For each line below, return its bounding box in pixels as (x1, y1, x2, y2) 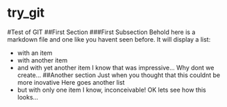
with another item (17, 56, 68, 64)
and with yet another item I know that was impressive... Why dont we (17, 63, 215, 72)
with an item (17, 49, 53, 57)
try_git (7, 5, 45, 21)
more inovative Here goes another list (17, 78, 125, 86)
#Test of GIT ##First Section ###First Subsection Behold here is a (7, 28, 196, 36)
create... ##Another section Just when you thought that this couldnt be (17, 71, 221, 79)
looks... (17, 92, 39, 101)
